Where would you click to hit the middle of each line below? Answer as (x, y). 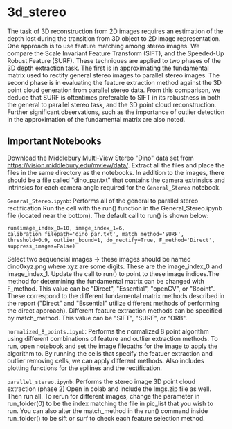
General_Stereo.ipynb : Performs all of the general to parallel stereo (103, 201)
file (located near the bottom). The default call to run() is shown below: (108, 215)
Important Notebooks (54, 142)
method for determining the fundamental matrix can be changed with (106, 281)
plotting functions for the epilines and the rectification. (85, 368)
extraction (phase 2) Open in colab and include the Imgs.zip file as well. (109, 389)
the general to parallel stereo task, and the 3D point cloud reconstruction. (112, 104)
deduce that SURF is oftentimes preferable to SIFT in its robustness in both (114, 97)
